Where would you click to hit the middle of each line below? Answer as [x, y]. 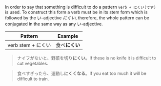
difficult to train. [33, 79]
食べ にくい [68, 45]
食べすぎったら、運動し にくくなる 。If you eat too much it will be [81, 73]
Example [68, 36]
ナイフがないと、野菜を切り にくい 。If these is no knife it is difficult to [86, 58]
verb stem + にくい [29, 45]
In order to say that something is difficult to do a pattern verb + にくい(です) [80, 7]
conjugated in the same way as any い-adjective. [54, 24]
